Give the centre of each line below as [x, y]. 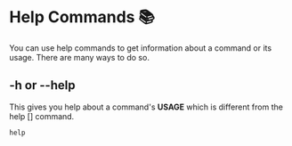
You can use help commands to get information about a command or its [141, 48]
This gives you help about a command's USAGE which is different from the [146, 107]
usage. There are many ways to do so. [79, 57]
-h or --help [42, 85]
